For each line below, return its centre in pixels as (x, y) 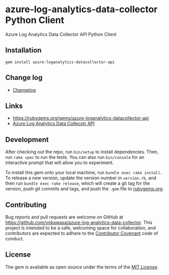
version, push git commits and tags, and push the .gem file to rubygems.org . (85, 189)
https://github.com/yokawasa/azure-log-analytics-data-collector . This (79, 222)
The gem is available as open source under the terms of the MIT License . (82, 267)
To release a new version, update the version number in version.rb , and (81, 178)
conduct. (15, 239)
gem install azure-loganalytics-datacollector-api (60, 62)
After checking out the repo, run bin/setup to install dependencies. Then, (82, 152)
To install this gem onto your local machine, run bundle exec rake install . (83, 173)
